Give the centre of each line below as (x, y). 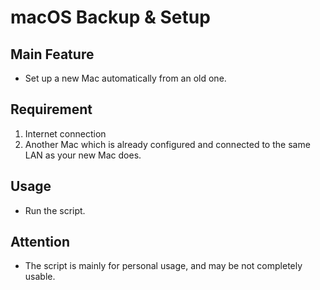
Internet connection (65, 133)
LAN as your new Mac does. (83, 155)
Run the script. (55, 210)
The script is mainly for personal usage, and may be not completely (163, 266)
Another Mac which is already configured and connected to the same (167, 144)
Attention (40, 242)
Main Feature (52, 54)
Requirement (51, 109)
